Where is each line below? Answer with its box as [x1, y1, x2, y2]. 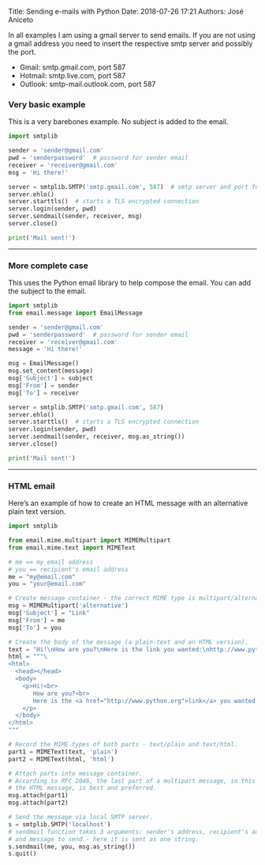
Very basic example [8, 99, 86, 110]
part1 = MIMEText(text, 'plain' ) [8, 747, 118, 756]
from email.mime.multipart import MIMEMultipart [8, 537, 171, 545]
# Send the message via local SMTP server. [8, 814, 154, 822]
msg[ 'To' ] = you [8, 624, 62, 632]
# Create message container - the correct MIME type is [8, 595, 196, 602]
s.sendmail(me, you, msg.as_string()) [8, 842, 136, 851]
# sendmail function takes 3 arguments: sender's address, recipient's [8, 828, 248, 836]
